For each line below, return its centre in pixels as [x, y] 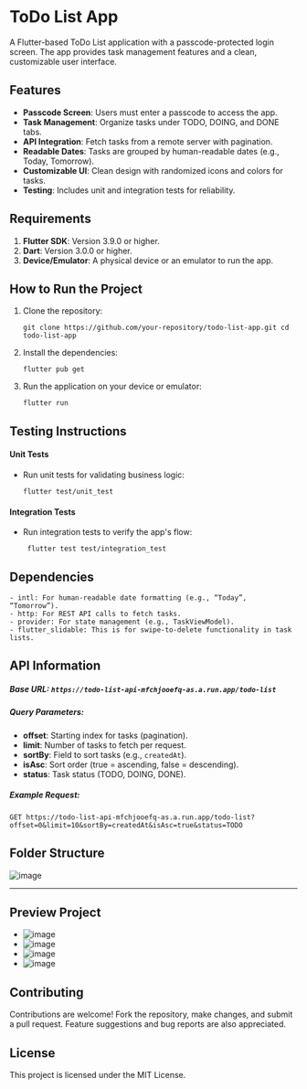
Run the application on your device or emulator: [112, 387]
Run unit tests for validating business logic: [104, 475]
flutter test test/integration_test [97, 549]
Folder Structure [57, 854]
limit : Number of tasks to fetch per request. [105, 745]
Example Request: [45, 795]
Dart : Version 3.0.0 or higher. [77, 251]
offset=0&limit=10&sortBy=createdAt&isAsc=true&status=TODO [127, 825]
